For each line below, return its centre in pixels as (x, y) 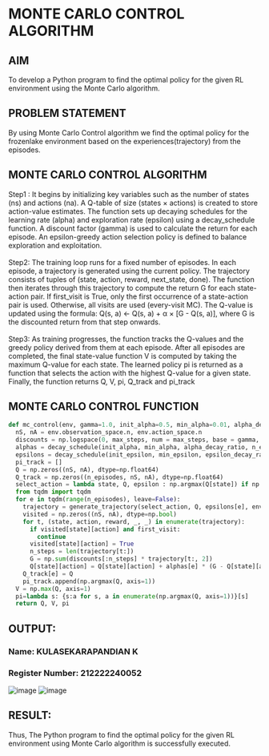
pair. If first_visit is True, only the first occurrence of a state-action (140, 296)
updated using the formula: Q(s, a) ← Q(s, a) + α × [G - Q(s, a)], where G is (131, 313)
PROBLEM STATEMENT (67, 113)
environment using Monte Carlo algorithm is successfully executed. (119, 743)
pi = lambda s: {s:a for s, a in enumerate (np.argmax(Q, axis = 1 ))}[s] (132, 596)
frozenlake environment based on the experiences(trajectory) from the (125, 141)
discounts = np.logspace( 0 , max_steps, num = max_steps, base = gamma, (138, 440)
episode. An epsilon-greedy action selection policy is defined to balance (128, 236)
